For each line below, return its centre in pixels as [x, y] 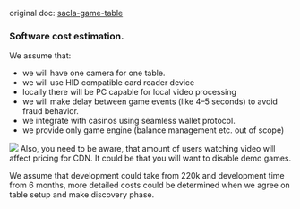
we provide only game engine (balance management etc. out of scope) [153, 130]
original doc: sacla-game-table [66, 13]
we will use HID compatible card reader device [108, 83]
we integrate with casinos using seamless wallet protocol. [129, 121]
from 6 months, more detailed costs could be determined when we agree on [150, 185]
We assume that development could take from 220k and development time [147, 176]
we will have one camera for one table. [94, 73]
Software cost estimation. [67, 36]
